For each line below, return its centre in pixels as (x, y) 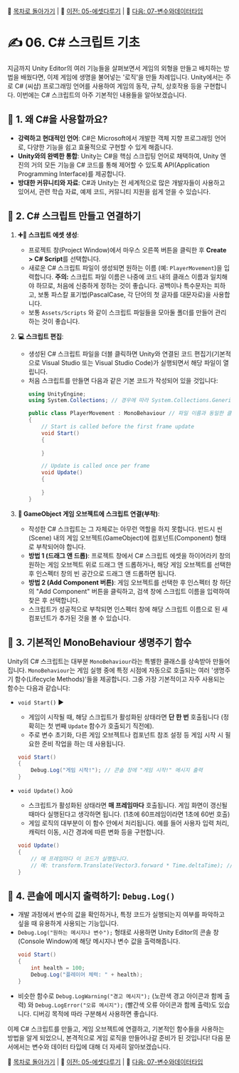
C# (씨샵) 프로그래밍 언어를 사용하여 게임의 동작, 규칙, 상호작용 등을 (108, 86)
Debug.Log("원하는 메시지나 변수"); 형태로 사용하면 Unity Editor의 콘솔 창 (118, 933)
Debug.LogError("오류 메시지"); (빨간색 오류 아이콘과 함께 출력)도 (126, 1005)
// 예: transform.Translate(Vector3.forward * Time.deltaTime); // (132, 866)
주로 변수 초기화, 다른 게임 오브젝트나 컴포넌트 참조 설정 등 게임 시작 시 (126, 734)
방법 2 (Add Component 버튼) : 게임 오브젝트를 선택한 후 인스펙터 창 (123, 582)
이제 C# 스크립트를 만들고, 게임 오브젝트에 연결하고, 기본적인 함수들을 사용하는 (116, 1029)
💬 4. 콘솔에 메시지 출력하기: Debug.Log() (91, 896)
